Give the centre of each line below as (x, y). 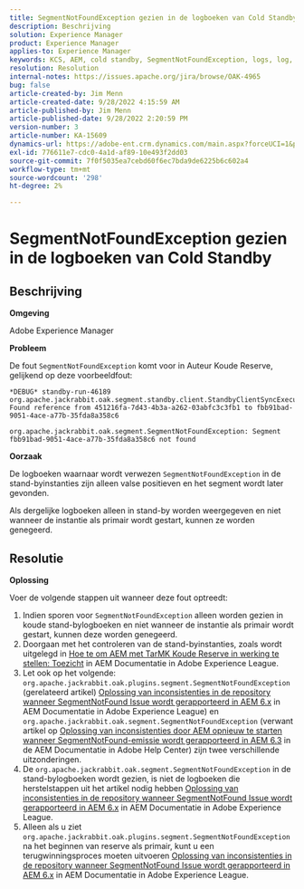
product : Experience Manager (64, 43)
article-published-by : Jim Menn (70, 110)
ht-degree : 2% (36, 186)
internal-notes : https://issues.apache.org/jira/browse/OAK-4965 (135, 77)
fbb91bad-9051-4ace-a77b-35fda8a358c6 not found (103, 440)
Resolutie (37, 558)
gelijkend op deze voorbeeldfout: (71, 376)
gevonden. (29, 493)
